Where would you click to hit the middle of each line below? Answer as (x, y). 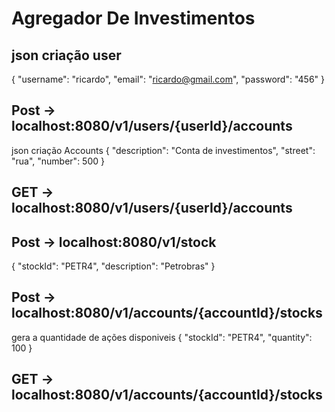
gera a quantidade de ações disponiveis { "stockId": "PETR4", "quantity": (162, 337)
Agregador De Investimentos (133, 18)
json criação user (66, 55)
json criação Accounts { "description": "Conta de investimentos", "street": (163, 150)
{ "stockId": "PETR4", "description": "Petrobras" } (113, 266)
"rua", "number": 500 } (58, 161)
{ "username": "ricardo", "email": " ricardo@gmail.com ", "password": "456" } (168, 79)
